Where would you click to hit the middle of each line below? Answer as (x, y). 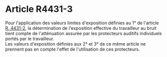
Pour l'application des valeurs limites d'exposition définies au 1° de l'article (82, 23)
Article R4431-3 (39, 9)
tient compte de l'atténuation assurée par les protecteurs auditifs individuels (83, 33)
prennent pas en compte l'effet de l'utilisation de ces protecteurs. (72, 49)
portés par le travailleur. (29, 39)
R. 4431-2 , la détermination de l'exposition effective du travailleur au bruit (81, 28)
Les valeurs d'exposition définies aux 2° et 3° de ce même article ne (75, 44)
